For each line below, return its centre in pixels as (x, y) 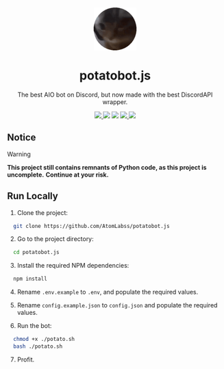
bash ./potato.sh (38, 346)
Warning (19, 154)
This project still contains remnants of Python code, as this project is (107, 167)
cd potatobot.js (36, 253)
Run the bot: (34, 326)
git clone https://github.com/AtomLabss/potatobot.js (91, 226)
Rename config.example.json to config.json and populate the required (117, 305)
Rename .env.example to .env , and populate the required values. (108, 292)
